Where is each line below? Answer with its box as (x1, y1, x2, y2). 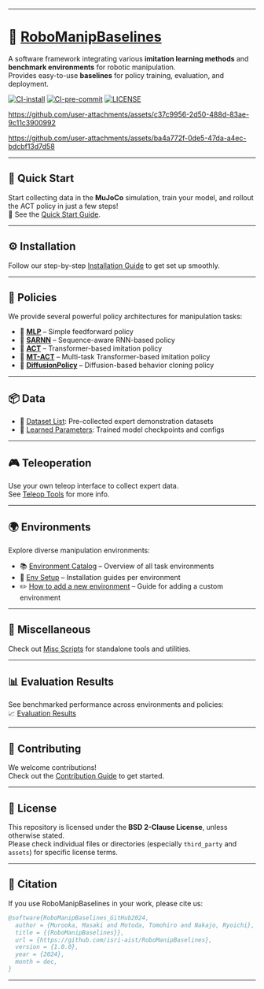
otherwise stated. (8, 831, 65, 840)
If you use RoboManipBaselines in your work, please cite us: (8, 898, 203, 908)
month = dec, (15, 958, 58, 966)
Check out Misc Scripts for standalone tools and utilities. (8, 644, 191, 653)
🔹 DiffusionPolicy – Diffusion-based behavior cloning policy (19, 360, 214, 370)
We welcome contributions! (8, 763, 97, 772)
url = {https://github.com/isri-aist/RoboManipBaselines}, (15, 935, 213, 944)
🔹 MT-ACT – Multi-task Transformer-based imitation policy (19, 352, 211, 362)
